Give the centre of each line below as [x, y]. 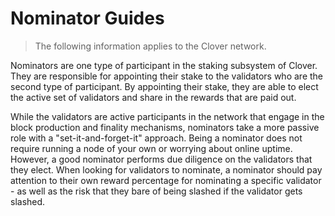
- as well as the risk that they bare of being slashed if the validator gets [156, 191]
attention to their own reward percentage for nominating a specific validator [166, 180]
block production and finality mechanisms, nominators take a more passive [165, 127]
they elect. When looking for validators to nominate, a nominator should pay [166, 169]
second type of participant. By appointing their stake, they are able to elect [164, 86]
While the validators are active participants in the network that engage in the [167, 116]
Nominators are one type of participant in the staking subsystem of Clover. [164, 65]
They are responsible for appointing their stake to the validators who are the [167, 76]
